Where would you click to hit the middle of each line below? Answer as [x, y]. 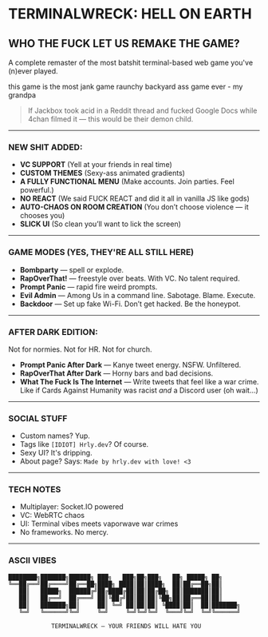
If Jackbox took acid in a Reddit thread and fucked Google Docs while [142, 110]
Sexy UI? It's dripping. [56, 453]
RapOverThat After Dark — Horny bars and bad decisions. [116, 373]
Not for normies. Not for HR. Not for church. [81, 349]
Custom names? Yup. [55, 436]
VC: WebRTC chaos [52, 516]
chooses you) [42, 216]
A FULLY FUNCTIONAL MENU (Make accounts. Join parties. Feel [127, 181]
